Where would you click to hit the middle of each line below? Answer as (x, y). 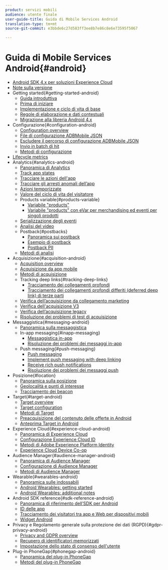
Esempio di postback (49, 242)
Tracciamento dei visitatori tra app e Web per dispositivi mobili (84, 514)
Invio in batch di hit (39, 147)
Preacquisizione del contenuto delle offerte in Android (76, 418)
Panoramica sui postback (54, 237)
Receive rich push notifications (59, 365)
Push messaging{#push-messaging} (58, 349)
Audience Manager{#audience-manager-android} (64, 456)
